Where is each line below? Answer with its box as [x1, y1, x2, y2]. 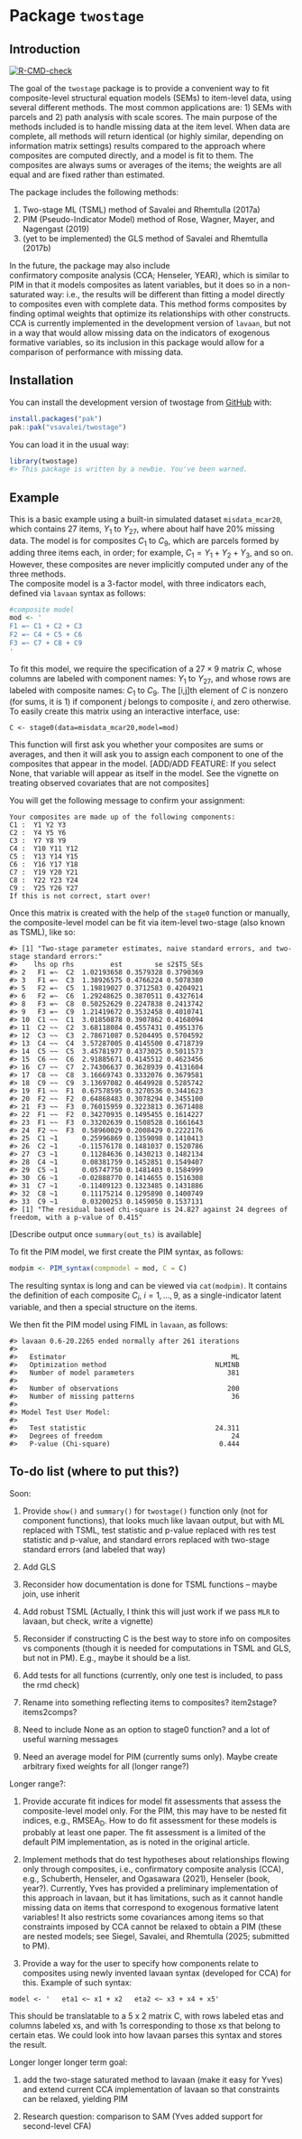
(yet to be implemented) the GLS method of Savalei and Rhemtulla [22, 233, 269, 244]
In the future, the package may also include [9, 260, 170, 271]
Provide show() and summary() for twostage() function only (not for [22, 1506, 269, 1516]
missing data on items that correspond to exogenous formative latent [22, 1901, 279, 1912]
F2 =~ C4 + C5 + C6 [9, 630, 83, 640]
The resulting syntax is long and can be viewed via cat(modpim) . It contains [9, 1281, 288, 1291]
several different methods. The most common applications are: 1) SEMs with [9, 102, 292, 113]
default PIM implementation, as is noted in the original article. [22, 1836, 251, 1847]
